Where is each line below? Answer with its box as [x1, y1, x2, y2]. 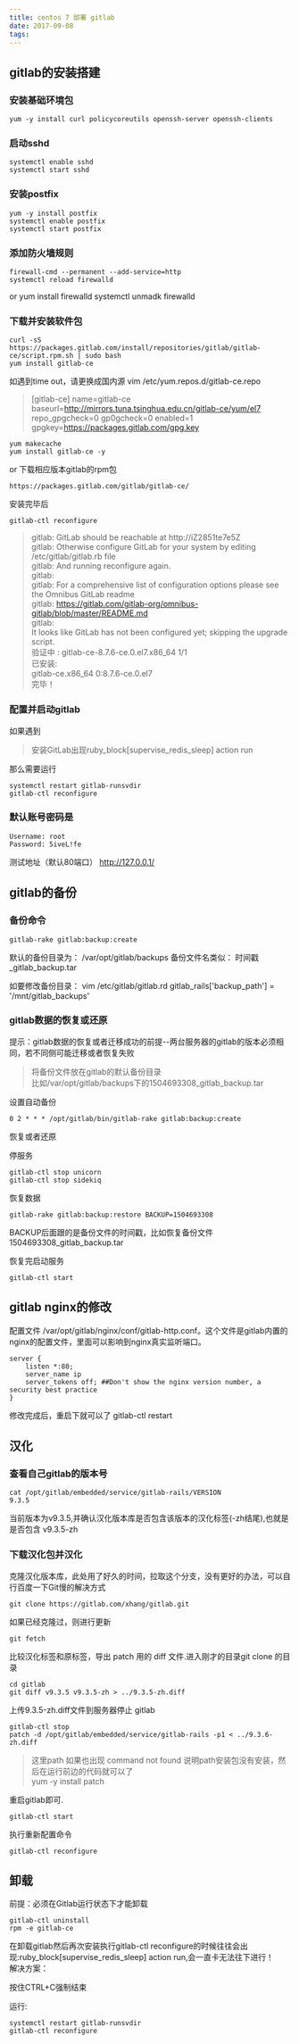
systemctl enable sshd [9, 158, 94, 167]
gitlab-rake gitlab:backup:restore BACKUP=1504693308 [9, 1210, 214, 1219]
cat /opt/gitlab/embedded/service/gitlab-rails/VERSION [9, 1488, 221, 1498]
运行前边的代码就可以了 [46, 1766, 134, 1776]
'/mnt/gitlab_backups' [9, 990, 90, 1001]
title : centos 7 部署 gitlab [9, 12, 115, 22]
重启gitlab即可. [9, 1794, 64, 1805]
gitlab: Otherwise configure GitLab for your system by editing [30, 542, 256, 553]
